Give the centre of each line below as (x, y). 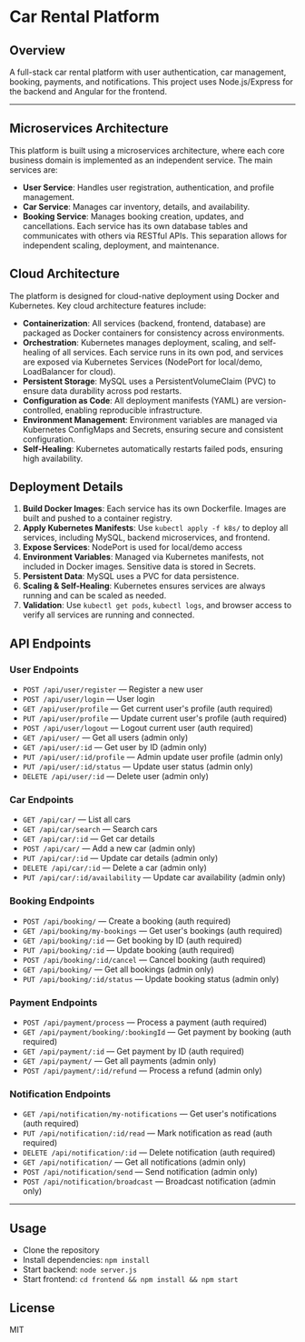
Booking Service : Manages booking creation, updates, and (133, 216)
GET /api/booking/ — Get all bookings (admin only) (118, 969)
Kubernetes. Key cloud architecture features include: (108, 305)
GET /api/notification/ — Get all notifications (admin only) (134, 1162)
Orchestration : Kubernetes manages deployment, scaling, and (139, 342)
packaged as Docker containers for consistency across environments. (153, 333)
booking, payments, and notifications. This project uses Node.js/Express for (151, 82)
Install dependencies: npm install (86, 1260)
